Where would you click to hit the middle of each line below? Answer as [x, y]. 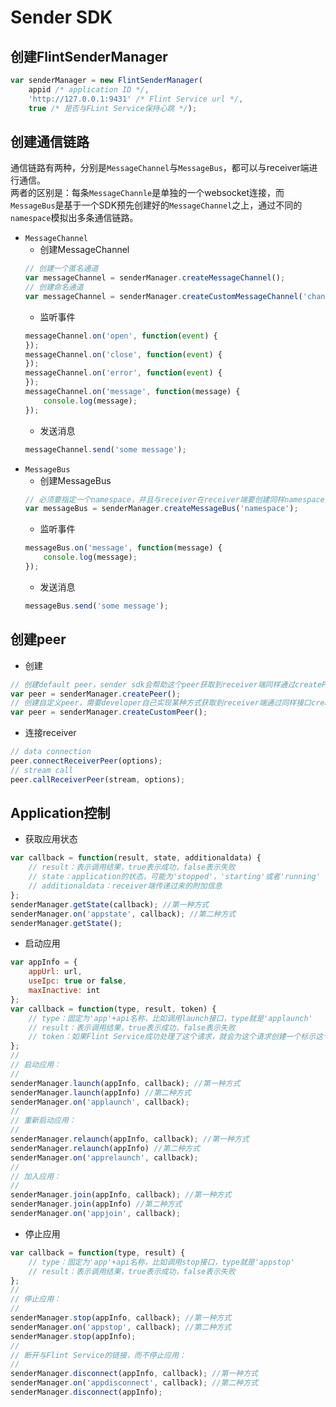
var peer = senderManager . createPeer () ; [96, 694]
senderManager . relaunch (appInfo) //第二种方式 [105, 1148]
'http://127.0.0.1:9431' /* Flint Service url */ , [136, 99]
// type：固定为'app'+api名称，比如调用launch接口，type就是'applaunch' [170, 1018]
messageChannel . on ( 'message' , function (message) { [132, 392]
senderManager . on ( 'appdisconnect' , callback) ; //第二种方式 [134, 1383]
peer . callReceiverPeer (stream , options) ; [98, 779]
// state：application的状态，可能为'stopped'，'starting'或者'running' [174, 877]
